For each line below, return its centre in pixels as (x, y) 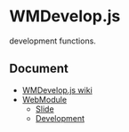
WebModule (44, 99)
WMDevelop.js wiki (57, 89)
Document (39, 69)
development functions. (52, 41)
